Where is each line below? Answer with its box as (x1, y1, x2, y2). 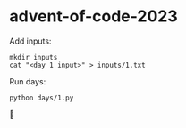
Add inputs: (9, 36, 52, 46)
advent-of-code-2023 (9, 6, 179, 27)
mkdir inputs (9, 52, 58, 61)
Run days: (9, 76, 46, 86)
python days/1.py (9, 93, 74, 102)
